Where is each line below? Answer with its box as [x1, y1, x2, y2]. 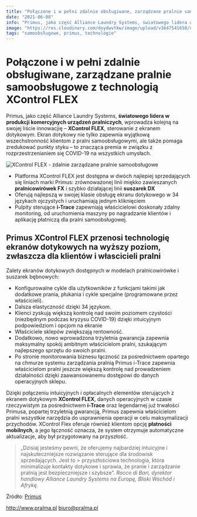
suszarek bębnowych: [6, 273, 60, 280]
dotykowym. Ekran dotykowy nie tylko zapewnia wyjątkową [6, 131, 150, 138]
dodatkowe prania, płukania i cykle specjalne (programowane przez [14, 291, 178, 298]
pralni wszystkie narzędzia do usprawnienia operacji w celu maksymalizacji [6, 414, 189, 421]
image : [6, 25, 22, 31]
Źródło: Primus [6, 493, 42, 500]
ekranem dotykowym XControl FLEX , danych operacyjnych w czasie [6, 395, 172, 402]
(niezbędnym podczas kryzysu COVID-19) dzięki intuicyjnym [14, 315, 161, 322]
